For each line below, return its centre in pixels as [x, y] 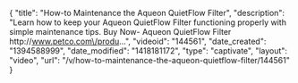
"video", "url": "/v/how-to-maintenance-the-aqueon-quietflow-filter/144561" [150, 60]
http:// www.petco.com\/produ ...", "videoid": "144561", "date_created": [138, 41]
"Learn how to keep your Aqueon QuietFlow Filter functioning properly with [148, 22]
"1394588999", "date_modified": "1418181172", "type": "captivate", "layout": [149, 51]
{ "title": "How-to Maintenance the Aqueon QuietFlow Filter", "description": [147, 13]
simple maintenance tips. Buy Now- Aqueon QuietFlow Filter [120, 32]
